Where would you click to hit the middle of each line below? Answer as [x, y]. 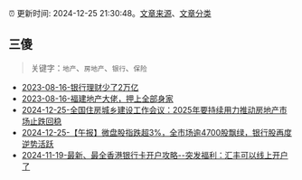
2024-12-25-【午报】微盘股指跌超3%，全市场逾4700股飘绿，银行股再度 [157, 132]
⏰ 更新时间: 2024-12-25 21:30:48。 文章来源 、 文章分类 [110, 13]
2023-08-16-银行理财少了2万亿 [80, 87]
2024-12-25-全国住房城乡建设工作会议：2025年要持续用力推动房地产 [150, 109]
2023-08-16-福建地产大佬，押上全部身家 [97, 99]
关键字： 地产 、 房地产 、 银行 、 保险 [89, 68]
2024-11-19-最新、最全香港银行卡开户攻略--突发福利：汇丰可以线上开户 [155, 155]
